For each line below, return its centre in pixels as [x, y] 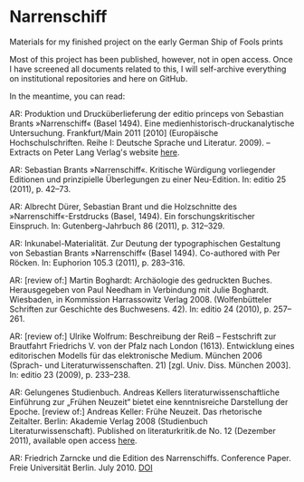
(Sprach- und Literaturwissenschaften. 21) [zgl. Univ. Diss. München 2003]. [150, 365]
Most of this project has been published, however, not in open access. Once [151, 59]
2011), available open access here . [73, 440]
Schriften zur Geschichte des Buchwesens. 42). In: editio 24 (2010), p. [140, 309]
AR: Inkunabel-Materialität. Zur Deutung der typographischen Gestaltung [145, 243]
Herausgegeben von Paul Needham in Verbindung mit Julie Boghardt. [139, 289]
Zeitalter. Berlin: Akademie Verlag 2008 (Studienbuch [109, 421]
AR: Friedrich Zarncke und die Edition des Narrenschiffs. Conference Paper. [150, 458]
